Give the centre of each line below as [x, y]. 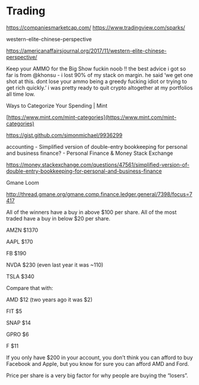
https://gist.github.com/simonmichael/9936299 [64, 135]
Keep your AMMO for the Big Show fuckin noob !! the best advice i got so [96, 68]
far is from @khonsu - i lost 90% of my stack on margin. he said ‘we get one [100, 75]
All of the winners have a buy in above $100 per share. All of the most [91, 212]
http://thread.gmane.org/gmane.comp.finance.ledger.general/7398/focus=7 [99, 194]
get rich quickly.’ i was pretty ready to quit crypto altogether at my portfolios [99, 87]
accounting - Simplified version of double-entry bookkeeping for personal [97, 146]
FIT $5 [14, 311]
